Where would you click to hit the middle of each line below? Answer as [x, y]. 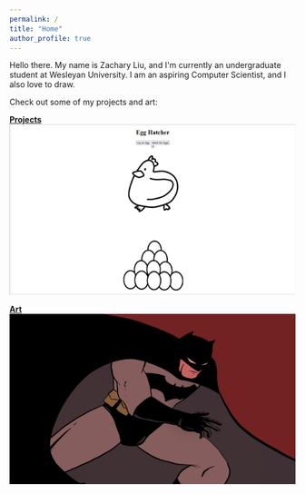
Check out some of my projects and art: [84, 102]
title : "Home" [36, 29]
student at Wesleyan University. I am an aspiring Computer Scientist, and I [148, 75]
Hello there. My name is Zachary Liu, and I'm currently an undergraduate [145, 65]
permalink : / [34, 19]
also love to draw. [42, 84]
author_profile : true [50, 38]
